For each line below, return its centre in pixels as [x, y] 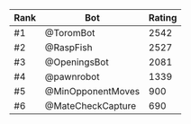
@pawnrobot [72, 77]
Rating [163, 18]
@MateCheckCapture [91, 106]
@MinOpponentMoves [92, 91]
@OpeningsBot [77, 62]
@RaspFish [68, 47]
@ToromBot [70, 33]
